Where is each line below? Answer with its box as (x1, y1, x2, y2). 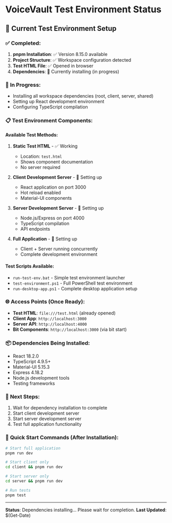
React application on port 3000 (20, 184, 87, 191)
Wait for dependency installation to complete (12, 405, 107, 411)
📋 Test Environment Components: (5, 117, 93, 124)
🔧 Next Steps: (5, 393, 40, 400)
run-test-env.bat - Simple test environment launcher (12, 274, 125, 281)
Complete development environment (20, 251, 98, 257)
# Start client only (5, 460, 50, 465)
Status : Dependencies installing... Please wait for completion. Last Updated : (5, 507, 167, 513)
